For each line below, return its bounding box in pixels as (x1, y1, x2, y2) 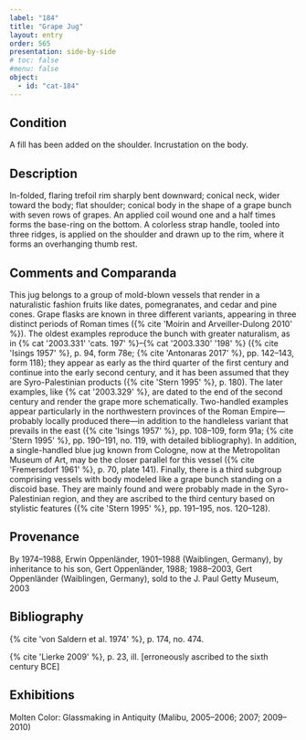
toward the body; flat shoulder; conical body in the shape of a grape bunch (9, 200, 292, 211)
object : (9, 73, 39, 82)
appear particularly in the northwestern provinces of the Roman (9, 406, 249, 417)
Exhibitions (9, 687, 75, 703)
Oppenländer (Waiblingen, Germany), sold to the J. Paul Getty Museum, (9, 573, 280, 584)
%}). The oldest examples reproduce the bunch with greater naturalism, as (9, 328, 290, 339)
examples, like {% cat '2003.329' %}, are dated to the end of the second (9, 386, 283, 397)
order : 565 (9, 38, 51, 48)
